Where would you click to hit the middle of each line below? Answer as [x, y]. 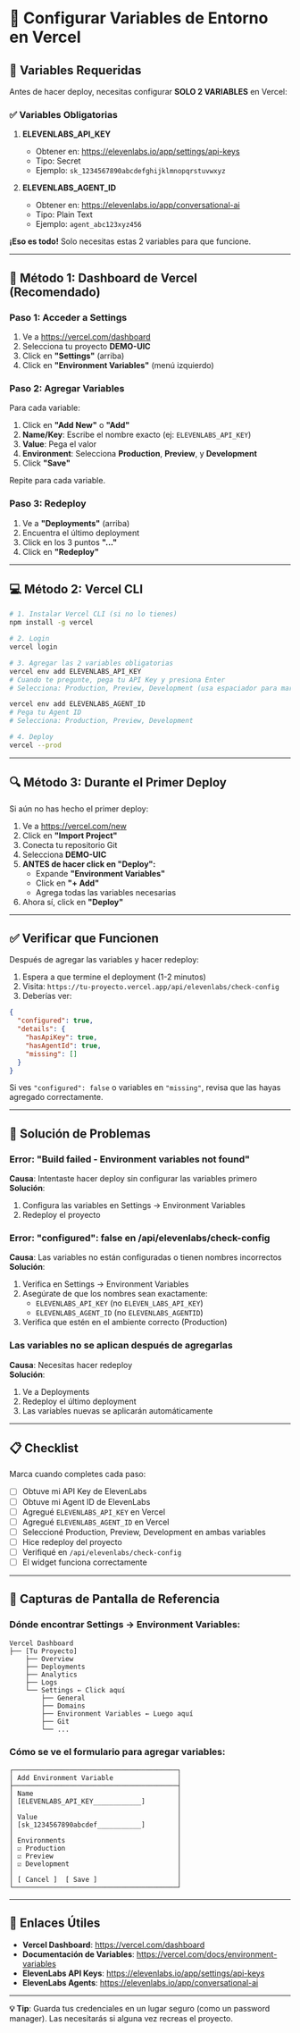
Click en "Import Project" [70, 836]
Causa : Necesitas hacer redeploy [71, 1365]
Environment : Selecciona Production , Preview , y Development [139, 454]
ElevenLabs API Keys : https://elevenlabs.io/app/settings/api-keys [143, 1973]
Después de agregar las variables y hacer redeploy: [104, 960]
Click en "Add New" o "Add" [76, 425]
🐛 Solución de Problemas [80, 1134]
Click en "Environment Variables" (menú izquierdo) [118, 365]
